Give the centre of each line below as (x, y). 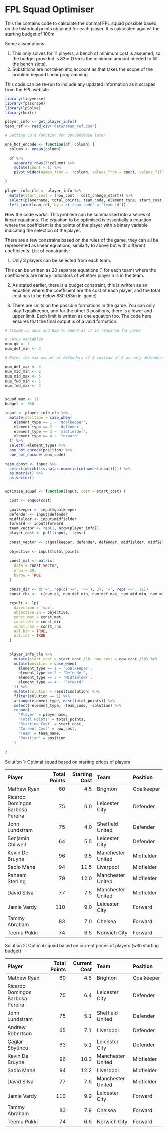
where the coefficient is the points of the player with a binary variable (77, 225)
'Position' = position (42, 738)
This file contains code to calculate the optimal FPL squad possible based (81, 23)
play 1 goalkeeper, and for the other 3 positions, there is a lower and (82, 311)
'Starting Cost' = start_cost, (51, 724)
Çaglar (15, 1042)
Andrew (17, 1027)
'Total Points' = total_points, (52, 720)
